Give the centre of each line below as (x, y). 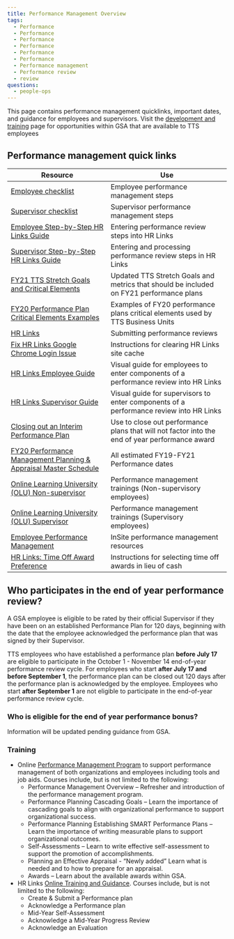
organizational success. (62, 817)
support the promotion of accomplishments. (91, 854)
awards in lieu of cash (146, 565)
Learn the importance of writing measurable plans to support (115, 832)
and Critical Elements (45, 289)
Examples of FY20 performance (163, 304)
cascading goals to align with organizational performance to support (126, 809)
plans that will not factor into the (163, 431)
